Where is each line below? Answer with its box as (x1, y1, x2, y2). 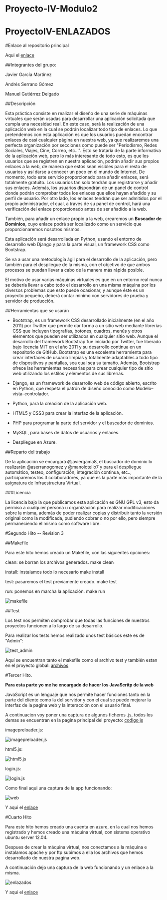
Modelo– (135, 386, 154, 392)
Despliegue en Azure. (12, 439, 57, 445)
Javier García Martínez (5, 72, 52, 78)
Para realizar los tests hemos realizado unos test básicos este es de (5, 632, 145, 638)
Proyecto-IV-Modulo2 (5, 3, 98, 15)
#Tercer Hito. (5, 672, 32, 678)
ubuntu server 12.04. (5, 834, 48, 840)
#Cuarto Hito (5, 814, 32, 820)
